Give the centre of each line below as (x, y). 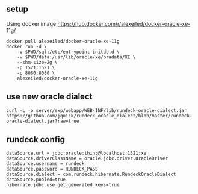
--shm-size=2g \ (38, 62)
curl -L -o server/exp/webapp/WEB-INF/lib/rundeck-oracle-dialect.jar (97, 110)
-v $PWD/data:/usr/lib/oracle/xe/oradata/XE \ (76, 57)
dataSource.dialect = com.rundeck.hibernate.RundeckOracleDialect (91, 174)
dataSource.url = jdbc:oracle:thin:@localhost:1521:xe (76, 153)
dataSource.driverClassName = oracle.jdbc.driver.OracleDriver (87, 158)
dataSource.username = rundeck (45, 164)
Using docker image (31, 23)
